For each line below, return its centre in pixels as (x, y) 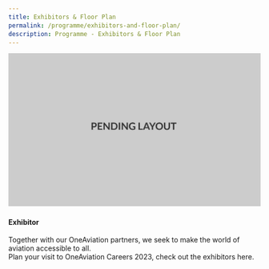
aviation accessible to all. (50, 248)
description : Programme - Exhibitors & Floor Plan (94, 34)
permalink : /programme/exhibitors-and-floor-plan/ (94, 25)
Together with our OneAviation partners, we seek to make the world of (124, 240)
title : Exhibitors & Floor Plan (62, 17)
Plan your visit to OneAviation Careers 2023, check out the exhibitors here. (131, 257)
